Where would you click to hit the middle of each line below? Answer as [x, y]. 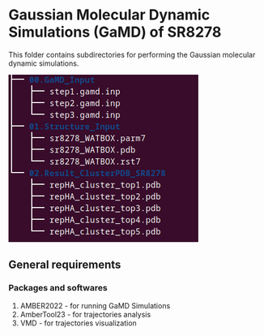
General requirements [65, 265]
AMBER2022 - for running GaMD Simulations [95, 305]
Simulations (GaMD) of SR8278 [115, 32]
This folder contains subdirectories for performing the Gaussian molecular [132, 54]
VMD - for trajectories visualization [79, 323]
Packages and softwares [58, 288]
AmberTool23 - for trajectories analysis [85, 314]
